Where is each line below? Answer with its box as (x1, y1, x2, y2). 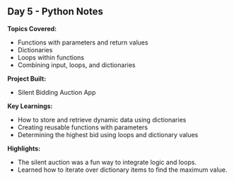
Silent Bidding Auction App (17, 88, 96, 96)
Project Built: (7, 74, 47, 83)
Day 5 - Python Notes (7, 6, 104, 18)
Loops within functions (17, 53, 85, 62)
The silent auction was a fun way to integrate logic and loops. (17, 158, 197, 166)
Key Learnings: (7, 102, 53, 110)
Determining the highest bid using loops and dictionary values (17, 130, 199, 139)
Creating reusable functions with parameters (17, 123, 148, 132)
